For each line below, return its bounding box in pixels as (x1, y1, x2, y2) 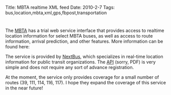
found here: (5, 44, 30, 50)
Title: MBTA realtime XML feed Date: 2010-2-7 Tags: (5, 5, 115, 10)
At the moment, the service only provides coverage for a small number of (5, 74, 159, 80)
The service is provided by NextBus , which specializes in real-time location (5, 53, 163, 60)
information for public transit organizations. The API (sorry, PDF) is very (5, 59, 156, 65)
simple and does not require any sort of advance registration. (5, 65, 134, 71)
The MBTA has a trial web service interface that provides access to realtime (5, 27, 164, 34)
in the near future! (5, 85, 43, 91)
